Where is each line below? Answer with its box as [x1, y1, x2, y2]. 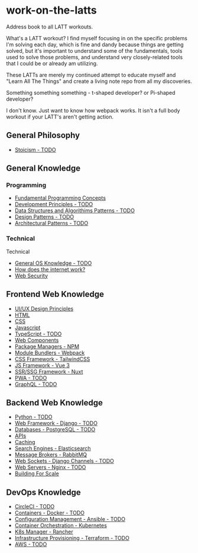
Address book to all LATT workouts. [6, 23, 93, 30]
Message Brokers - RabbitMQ [14, 451, 87, 458]
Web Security [14, 272, 48, 279]
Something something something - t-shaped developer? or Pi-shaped [6, 89, 176, 96]
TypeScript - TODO [14, 330, 62, 337]
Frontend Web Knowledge [6, 289, 105, 299]
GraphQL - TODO [14, 381, 57, 388]
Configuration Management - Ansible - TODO [14, 516, 126, 523]
